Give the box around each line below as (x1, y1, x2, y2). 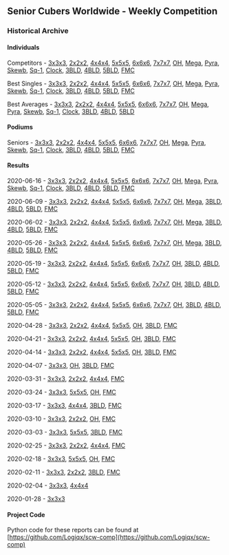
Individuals (7, 43, 40, 51)
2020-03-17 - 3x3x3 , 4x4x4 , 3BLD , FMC (7, 401, 122, 409)
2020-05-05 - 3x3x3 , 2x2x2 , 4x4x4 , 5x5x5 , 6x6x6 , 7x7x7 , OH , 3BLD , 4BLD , (7, 300, 221, 308)
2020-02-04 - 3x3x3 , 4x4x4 (7, 481, 89, 490)
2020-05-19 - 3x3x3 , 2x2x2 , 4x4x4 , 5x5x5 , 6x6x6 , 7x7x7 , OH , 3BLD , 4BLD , (7, 259, 221, 267)
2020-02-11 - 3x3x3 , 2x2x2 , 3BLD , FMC (7, 468, 120, 476)
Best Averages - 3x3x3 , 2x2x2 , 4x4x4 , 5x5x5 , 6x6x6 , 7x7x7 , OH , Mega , (7, 100, 210, 108)
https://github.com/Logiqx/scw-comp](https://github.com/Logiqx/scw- (9, 533, 210, 541)
